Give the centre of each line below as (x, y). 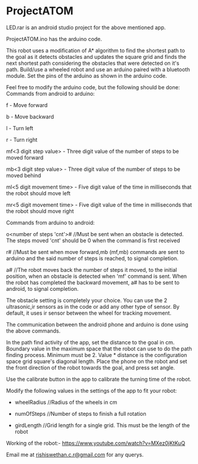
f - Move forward (27, 105)
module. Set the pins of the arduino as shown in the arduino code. (87, 76)
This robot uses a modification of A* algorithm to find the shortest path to (96, 50)
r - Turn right (22, 139)
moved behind (24, 175)
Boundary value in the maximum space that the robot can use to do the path (99, 349)
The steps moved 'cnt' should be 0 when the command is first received (93, 240)
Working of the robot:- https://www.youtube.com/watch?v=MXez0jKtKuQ (96, 443)
